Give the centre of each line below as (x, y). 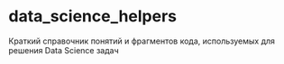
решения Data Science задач (64, 50)
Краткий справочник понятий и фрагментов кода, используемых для (142, 41)
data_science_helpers (93, 16)
